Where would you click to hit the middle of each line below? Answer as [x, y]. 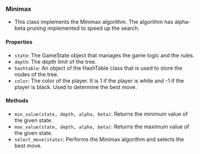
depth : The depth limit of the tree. [55, 61]
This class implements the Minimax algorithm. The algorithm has [94, 22]
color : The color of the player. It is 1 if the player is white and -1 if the [99, 81]
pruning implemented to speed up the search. [83, 28]
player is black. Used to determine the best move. [75, 87]
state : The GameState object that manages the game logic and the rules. [104, 55]
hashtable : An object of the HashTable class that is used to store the [98, 68]
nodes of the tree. [36, 74]
